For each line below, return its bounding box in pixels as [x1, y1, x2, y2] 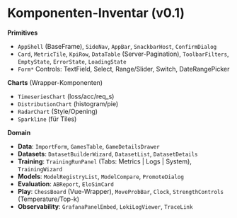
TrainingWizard [17, 166, 63, 173]
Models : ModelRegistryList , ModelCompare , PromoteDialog [17, 172, 184, 180]
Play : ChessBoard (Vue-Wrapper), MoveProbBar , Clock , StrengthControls [17, 187, 224, 195]
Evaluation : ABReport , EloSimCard [17, 179, 115, 188]
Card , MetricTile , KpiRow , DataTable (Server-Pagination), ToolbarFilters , [17, 50, 229, 58]
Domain [7, 128, 31, 137]
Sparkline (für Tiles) [17, 115, 77, 123]
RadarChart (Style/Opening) [17, 107, 98, 115]
